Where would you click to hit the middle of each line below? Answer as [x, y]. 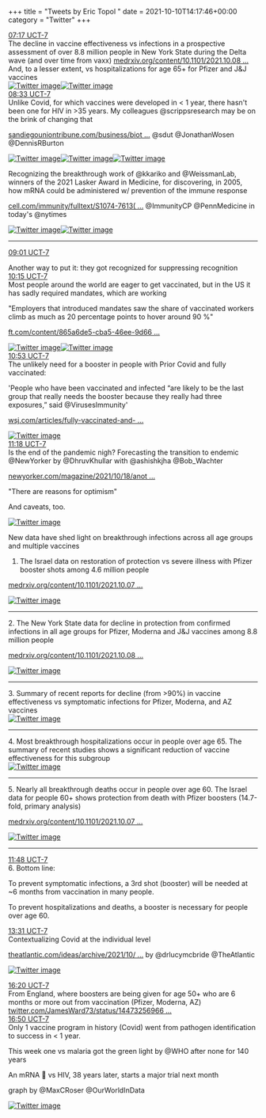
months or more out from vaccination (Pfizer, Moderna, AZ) [105, 1002]
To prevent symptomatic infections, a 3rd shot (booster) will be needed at [128, 883]
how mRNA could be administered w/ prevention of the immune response [128, 190]
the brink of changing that [51, 119]
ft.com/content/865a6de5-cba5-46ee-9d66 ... [84, 332]
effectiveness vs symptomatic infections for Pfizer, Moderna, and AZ [120, 702]
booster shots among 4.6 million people [84, 570]
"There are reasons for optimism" [63, 491]
